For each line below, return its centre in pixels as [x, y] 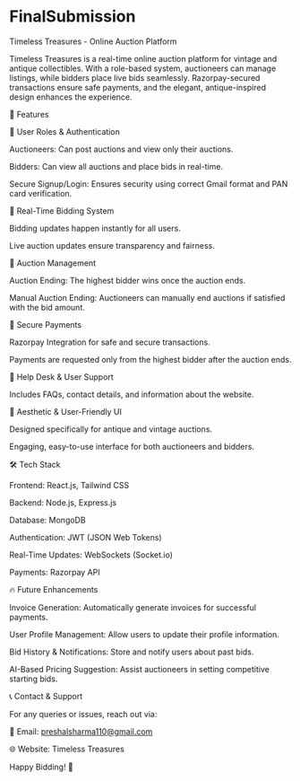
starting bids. [34, 679]
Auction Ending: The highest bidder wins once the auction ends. [128, 280]
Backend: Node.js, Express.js [63, 502]
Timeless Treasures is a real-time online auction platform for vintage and [143, 58]
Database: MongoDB [48, 520]
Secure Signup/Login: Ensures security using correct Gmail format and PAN [149, 184]
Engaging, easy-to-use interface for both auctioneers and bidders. [132, 446]
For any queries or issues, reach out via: [83, 714]
